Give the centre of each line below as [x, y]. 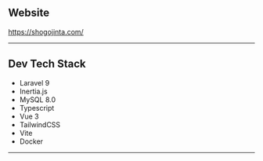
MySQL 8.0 [38, 99]
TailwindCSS [40, 124]
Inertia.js [34, 91]
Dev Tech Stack [47, 64]
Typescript [37, 108]
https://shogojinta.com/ [46, 31]
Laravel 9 [34, 82]
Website [29, 13]
